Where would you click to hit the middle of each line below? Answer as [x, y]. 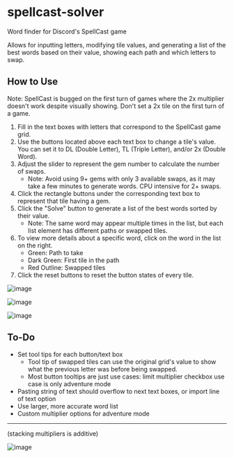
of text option [37, 399]
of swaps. [32, 171]
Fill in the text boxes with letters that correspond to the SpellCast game [119, 127]
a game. [19, 113]
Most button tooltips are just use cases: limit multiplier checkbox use [126, 376]
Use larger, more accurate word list [68, 406]
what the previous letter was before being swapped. [102, 369]
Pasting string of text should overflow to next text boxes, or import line [118, 391]
